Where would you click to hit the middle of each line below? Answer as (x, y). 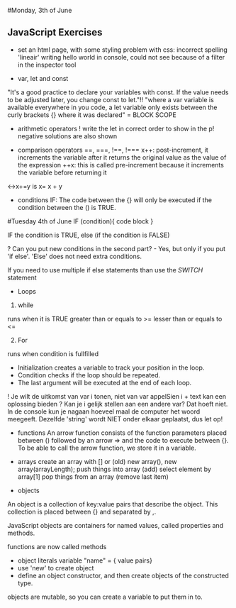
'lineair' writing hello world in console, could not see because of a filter (121, 57)
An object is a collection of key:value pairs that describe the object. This (113, 504)
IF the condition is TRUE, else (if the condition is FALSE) (89, 235)
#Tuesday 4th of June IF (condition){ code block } (80, 221)
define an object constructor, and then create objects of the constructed (123, 575)
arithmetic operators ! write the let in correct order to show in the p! (116, 128)
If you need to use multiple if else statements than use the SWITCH (105, 270)
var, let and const (43, 78)
